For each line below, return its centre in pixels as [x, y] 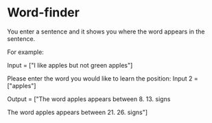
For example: [26, 52]
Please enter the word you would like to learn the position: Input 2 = [103, 78]
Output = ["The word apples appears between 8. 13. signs [89, 99]
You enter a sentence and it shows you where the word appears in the [106, 31]
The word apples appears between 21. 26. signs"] [78, 112]
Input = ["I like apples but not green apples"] [70, 65]
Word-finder [44, 13]
